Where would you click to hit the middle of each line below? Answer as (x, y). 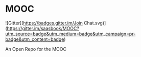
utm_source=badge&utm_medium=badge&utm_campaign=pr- (70, 34)
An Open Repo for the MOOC (36, 49)
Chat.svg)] (95, 23)
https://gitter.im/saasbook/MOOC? (43, 28)
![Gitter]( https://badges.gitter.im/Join (44, 23)
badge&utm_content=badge (35, 39)
